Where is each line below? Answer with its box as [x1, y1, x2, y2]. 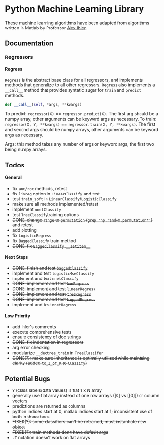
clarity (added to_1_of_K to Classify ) [12, 360, 87, 366]
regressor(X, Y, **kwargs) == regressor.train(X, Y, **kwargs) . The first [5, 121, 156, 127]
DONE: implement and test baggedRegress [12, 296, 95, 303]
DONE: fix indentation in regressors [12, 339, 84, 345]
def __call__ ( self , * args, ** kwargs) [5, 102, 82, 107]
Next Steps [5, 254, 28, 260]
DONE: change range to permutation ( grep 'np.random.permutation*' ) [12, 217, 153, 222]
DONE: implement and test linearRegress [12, 286, 95, 292]
